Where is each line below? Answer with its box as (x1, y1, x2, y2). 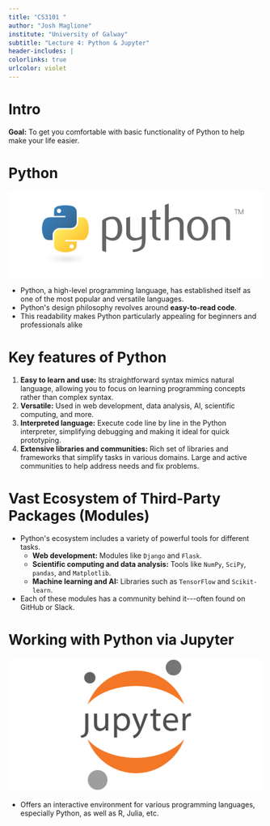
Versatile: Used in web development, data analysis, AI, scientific (19, 401, 236, 411)
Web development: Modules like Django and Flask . (32, 551, 202, 560)
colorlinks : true (8, 56, 67, 64)
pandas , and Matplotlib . (32, 568, 112, 577)
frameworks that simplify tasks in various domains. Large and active (19, 452, 247, 462)
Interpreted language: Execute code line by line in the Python (19, 418, 226, 428)
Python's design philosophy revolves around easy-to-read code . (19, 302, 237, 312)
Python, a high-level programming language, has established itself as (19, 285, 251, 295)
